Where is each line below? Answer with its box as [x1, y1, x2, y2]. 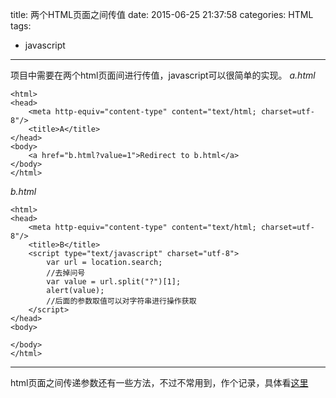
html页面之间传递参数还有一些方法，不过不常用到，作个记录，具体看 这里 [10, 377, 309, 388]
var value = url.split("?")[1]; [46, 277, 182, 287]
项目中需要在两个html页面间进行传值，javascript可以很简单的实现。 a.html [10, 69, 316, 81]
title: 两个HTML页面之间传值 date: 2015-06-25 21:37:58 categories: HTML [10, 9, 314, 20]
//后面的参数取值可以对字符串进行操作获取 [46, 296, 197, 306]
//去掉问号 [46, 268, 86, 278]
